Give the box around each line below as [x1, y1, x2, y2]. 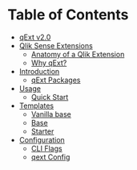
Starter [30, 126, 54, 136]
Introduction [18, 66, 60, 76]
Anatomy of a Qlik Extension [30, 49, 125, 59]
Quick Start [30, 92, 69, 102]
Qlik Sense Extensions [18, 40, 93, 50]
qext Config [30, 151, 71, 162]
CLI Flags [30, 143, 62, 153]
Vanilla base [30, 109, 71, 118]
